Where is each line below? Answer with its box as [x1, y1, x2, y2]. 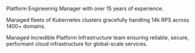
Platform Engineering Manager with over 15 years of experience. [6, 5, 163, 12]
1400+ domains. [6, 23, 46, 29]
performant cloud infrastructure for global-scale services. [6, 41, 147, 47]
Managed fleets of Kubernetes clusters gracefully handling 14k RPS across [6, 16, 189, 23]
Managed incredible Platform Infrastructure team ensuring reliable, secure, [6, 34, 189, 41]
